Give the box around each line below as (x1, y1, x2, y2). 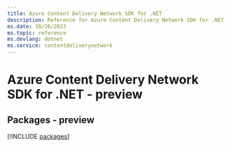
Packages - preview (7, 114, 95, 126)
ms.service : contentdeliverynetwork (7, 42, 113, 49)
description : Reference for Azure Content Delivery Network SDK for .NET (7, 17, 225, 23)
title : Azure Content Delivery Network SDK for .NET (7, 10, 163, 17)
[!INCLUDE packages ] (7, 133, 70, 140)
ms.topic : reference (7, 29, 67, 37)
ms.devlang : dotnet (7, 36, 64, 43)
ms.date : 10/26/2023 (7, 23, 67, 30)
